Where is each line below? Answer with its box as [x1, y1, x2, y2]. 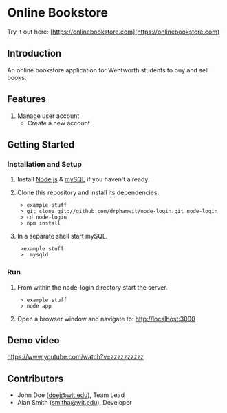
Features [7, 93, 46, 105]
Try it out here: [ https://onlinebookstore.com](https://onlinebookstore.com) [7, 28, 220, 36]
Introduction [7, 48, 62, 59]
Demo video [7, 334, 60, 346]
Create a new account [27, 119, 91, 127]
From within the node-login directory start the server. [17, 283, 168, 291]
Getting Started [7, 139, 75, 150]
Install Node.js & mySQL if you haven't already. [17, 175, 150, 183]
